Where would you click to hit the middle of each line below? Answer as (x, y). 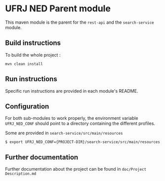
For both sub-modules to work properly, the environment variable (72, 118)
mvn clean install (24, 64)
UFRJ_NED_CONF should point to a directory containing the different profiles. (80, 123)
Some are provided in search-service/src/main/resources (64, 133)
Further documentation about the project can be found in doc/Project (76, 169)
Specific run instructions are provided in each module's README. (72, 91)
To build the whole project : (33, 55)
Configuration (27, 106)
